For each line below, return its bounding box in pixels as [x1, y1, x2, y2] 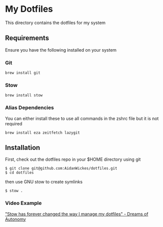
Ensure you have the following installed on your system [5, 47, 117, 53]
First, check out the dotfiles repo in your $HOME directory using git [5, 156, 141, 163]
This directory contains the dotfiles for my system [5, 20, 106, 26]
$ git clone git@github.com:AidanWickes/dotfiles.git [5, 166, 118, 171]
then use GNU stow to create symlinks [5, 179, 82, 185]
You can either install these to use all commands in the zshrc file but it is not [5, 115, 159, 121]
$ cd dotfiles [5, 170, 34, 175]
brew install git [5, 70, 41, 76]
